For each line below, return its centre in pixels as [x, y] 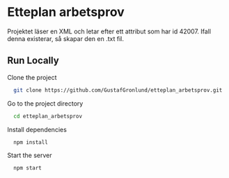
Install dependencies [37, 129]
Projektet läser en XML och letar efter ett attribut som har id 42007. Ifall [109, 31]
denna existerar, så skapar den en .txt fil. [65, 38]
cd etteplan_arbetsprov [48, 116]
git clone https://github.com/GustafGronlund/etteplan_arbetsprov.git [118, 90]
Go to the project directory [45, 103]
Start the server [30, 155]
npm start [27, 168]
